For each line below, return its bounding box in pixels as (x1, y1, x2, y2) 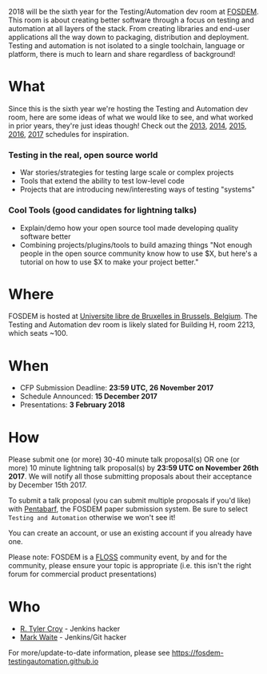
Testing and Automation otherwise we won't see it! (8, 513, 176, 523)
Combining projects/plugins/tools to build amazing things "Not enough (19, 240, 253, 249)
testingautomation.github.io (8, 656, 99, 666)
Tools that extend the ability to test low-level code (19, 176, 185, 186)
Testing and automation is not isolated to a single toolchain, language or (8, 41, 245, 50)
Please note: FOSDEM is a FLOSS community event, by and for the (8, 552, 228, 562)
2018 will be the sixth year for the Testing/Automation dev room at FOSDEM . (8, 7, 259, 16)
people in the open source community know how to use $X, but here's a (19, 248, 258, 258)
